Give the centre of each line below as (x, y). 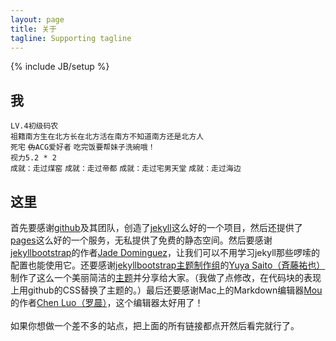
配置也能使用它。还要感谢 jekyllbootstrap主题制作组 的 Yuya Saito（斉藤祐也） (168, 265)
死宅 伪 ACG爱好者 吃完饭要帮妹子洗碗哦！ (83, 147)
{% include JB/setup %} (60, 67)
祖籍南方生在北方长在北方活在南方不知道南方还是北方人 (107, 137)
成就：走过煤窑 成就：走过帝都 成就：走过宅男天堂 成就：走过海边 (126, 169)
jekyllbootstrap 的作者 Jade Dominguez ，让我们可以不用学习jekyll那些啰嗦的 (165, 252)
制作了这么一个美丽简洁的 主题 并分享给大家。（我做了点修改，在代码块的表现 (166, 277)
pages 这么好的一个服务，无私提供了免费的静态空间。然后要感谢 (141, 240)
